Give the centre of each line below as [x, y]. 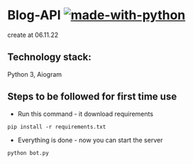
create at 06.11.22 [33, 35]
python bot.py [28, 153]
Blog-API [34, 15]
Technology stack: [50, 57]
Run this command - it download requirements [86, 114]
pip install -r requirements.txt [57, 127]
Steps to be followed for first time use [92, 97]
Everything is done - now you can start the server [90, 140]
